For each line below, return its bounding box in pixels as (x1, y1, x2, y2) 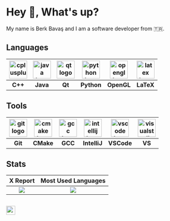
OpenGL (106, 80, 131, 89)
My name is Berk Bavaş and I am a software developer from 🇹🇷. (6, 25, 165, 32)
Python (80, 80, 102, 89)
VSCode (108, 139, 133, 147)
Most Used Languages (40, 176, 106, 185)
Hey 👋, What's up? (6, 5, 99, 19)
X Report (9, 176, 35, 185)
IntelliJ (83, 139, 103, 147)
